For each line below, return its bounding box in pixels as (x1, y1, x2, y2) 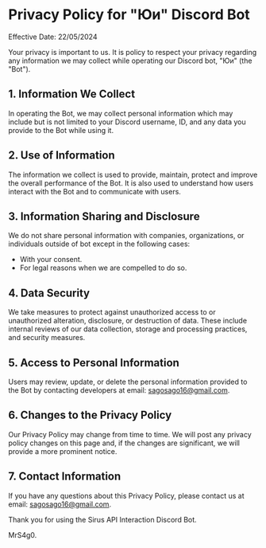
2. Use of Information (8, 149, 115, 162)
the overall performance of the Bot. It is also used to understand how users (8, 178, 254, 188)
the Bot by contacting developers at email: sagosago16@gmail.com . (8, 386, 230, 395)
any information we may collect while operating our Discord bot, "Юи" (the (8, 56, 253, 65)
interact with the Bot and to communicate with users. (8, 186, 181, 196)
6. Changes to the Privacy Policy (8, 409, 172, 422)
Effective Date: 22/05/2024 (8, 32, 98, 41)
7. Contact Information (8, 470, 121, 483)
